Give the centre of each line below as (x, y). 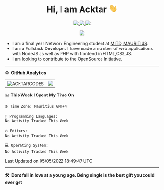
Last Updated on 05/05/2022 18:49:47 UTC (49, 161)
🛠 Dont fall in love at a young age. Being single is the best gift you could (80, 175)
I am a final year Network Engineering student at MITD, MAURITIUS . (80, 44)
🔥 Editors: (16, 131)
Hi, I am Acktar (77, 10)
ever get (14, 182)
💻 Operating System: (27, 146)
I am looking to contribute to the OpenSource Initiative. (67, 59)
